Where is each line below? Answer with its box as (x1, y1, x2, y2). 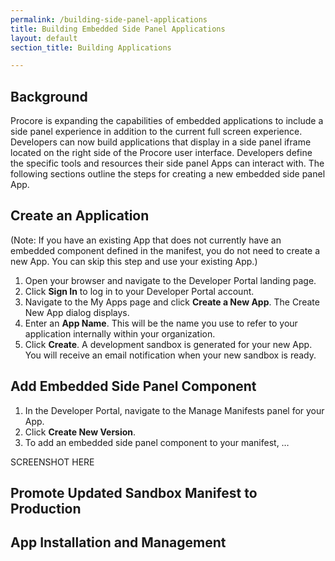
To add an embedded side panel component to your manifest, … (24, 436, 290, 448)
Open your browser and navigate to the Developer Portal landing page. (24, 274, 317, 286)
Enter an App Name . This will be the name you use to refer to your (24, 317, 298, 329)
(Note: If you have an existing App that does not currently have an (10, 234, 282, 246)
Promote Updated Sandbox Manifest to (10, 485, 258, 502)
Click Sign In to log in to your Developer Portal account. (24, 285, 255, 297)
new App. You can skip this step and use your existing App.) (10, 255, 258, 267)
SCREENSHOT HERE (10, 456, 95, 468)
